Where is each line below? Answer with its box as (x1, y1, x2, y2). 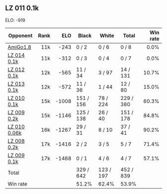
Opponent (8, 32, 33, 39)
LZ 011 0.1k (5, 4, 39, 12)
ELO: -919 (5, 17, 26, 23)
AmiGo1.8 (7, 43, 31, 50)
